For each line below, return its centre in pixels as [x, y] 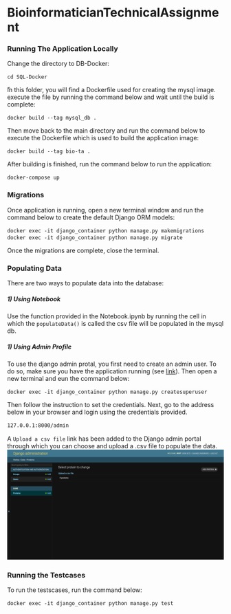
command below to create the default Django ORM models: [91, 217]
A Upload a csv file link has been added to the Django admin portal [104, 439]
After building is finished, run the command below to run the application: [109, 164]
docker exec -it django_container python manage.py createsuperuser [107, 392]
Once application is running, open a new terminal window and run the [106, 210]
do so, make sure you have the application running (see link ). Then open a [112, 371]
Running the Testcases [46, 575]
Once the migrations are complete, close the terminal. [83, 250]
